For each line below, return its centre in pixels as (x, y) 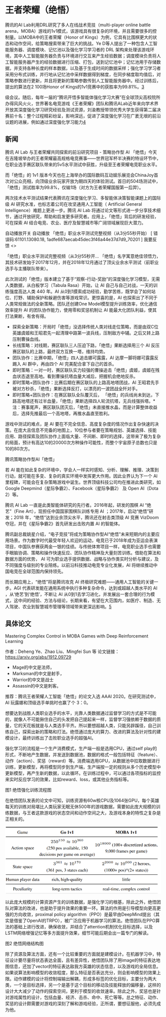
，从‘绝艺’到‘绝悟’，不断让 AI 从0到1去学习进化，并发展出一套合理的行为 (78, 594)
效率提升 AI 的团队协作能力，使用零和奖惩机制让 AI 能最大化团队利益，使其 (81, 310)
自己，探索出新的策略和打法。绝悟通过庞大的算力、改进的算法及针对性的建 (85, 732)
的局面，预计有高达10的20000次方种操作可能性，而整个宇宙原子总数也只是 (81, 442)
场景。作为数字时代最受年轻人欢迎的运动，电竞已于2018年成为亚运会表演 (83, 540)
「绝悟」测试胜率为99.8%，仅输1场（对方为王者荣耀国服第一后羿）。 (74, 187)
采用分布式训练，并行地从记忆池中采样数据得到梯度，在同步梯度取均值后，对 (83, 74)
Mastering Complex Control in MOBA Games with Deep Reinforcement (77, 636)
